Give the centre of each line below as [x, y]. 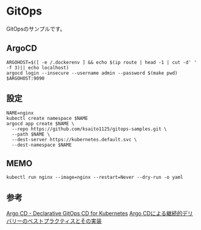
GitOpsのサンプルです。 [36, 29]
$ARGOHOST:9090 [26, 78]
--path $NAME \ [31, 134]
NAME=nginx [20, 113]
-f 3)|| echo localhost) [38, 68]
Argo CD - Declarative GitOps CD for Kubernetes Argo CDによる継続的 [94, 214]
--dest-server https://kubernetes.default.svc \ [74, 139]
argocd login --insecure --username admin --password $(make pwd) [92, 73]
